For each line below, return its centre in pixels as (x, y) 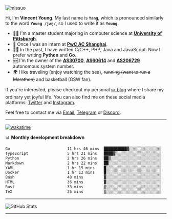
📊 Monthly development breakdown (45, 137)
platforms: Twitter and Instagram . (40, 102)
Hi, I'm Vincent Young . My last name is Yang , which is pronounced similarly (84, 18)
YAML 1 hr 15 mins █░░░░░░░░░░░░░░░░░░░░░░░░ (83, 168)
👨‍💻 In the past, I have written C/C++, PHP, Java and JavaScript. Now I (87, 49)
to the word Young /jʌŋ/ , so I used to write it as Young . (62, 23)
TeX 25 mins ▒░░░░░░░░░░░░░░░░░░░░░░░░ (83, 192)
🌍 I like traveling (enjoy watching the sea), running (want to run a (82, 72)
